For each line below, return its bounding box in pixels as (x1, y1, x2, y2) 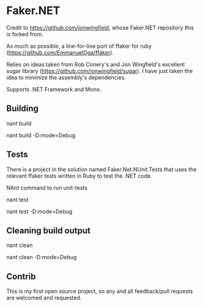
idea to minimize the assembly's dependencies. (6, 74, 127, 81)
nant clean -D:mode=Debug (6, 254, 77, 261)
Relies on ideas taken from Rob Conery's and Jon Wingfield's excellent (6, 61, 185, 68)
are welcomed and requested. (6, 294, 82, 301)
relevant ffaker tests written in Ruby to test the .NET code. (6, 172, 152, 180)
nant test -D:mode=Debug (6, 208, 73, 215)
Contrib (6, 271, 36, 282)
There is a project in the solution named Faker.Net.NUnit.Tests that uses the (6, 165, 197, 173)
